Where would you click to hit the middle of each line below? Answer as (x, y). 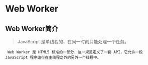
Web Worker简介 (32, 28)
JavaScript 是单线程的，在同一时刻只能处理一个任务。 (73, 42)
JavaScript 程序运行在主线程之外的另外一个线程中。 (53, 57)
